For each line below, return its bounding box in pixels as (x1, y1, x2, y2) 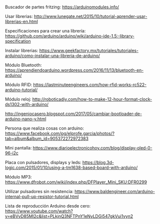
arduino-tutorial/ (5, 87, 38, 92)
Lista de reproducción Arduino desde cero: (5, 203, 91, 209)
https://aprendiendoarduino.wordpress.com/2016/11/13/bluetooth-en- (5, 67, 144, 73)
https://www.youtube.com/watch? (5, 208, 73, 214)
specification (5, 38, 31, 44)
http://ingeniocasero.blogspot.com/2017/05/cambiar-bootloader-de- (5, 111, 142, 117)
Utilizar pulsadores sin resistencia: (5, 189, 74, 194)
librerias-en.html (5, 19, 38, 24)
